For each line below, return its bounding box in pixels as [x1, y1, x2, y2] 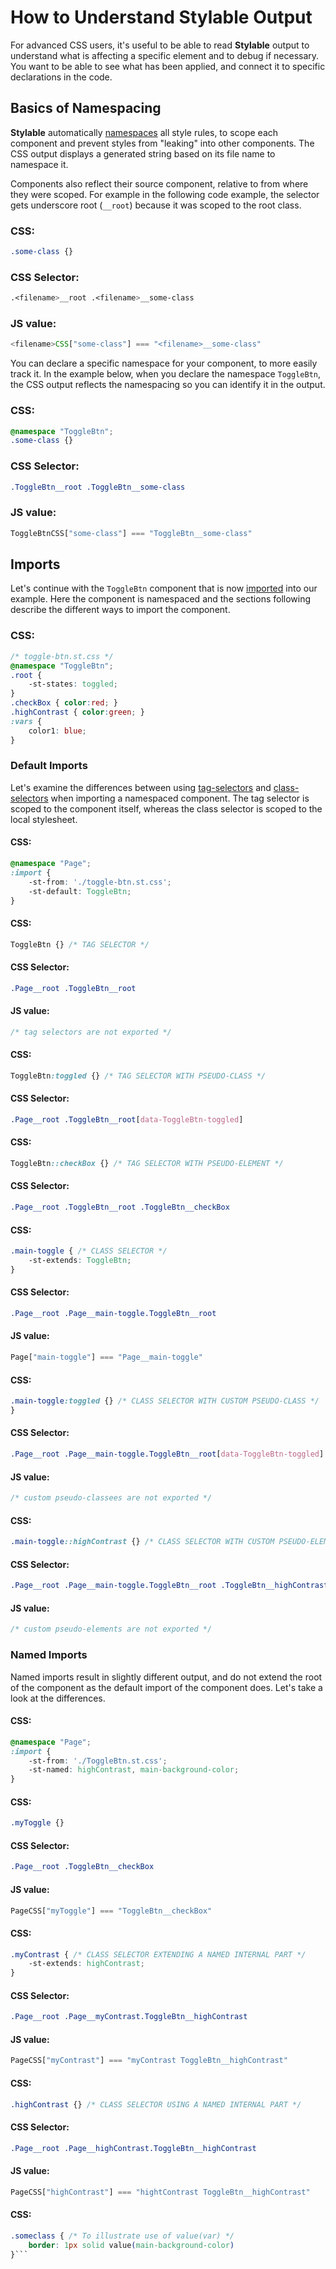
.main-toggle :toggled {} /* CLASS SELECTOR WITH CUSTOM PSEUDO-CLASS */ [10, 1396, 320, 1406]
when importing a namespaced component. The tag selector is [50, 792, 310, 804]
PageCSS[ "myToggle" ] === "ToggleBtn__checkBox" [10, 1906, 213, 1916]
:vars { [10, 716, 43, 726]
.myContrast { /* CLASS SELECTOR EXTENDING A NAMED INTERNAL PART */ [10, 1949, 307, 1960]
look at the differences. [10, 1692, 106, 1704]
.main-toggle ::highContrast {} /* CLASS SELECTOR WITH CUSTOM [10, 1537, 275, 1547]
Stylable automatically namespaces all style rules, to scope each [10, 126, 279, 138]
